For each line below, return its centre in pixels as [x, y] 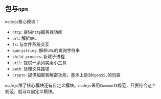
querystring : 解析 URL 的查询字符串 [46, 50]
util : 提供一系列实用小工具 [39, 62]
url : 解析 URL [24, 38]
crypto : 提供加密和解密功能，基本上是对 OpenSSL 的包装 [66, 74]
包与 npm [17, 9]
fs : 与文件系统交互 [31, 44]
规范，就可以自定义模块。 [31, 91]
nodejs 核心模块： [23, 22]
